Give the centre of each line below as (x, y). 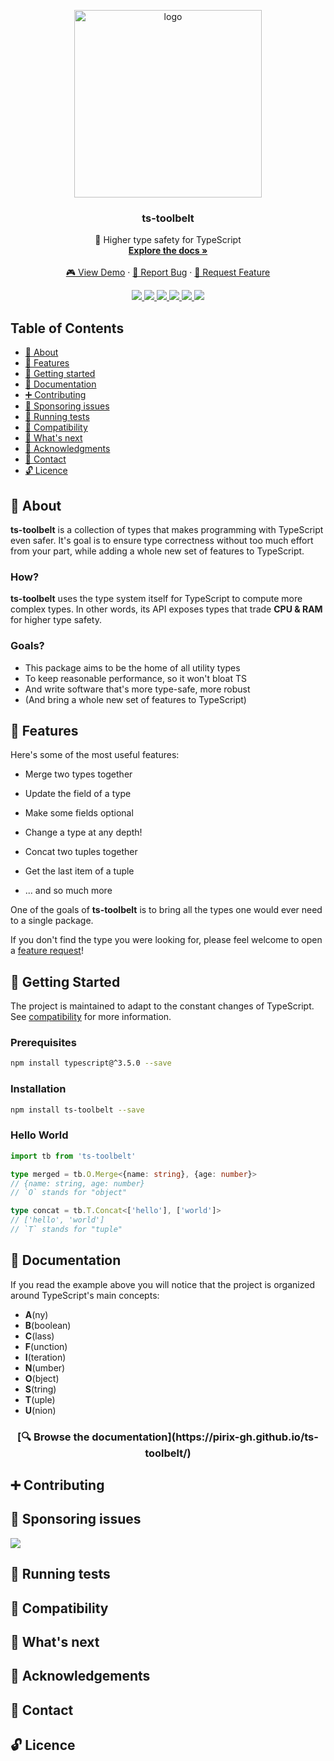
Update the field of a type (78, 794)
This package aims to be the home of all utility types (132, 667)
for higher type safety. (56, 620)
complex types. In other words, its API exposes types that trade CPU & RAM (166, 609)
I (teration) (45, 1357)
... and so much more (68, 891)
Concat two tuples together (81, 852)
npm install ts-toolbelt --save (77, 1110)
